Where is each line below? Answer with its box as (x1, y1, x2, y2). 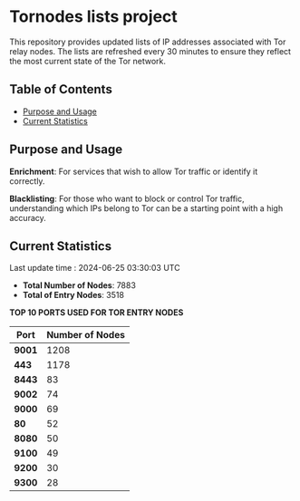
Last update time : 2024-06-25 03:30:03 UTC (9, 263, 180, 274)
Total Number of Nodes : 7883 (22, 280, 136, 291)
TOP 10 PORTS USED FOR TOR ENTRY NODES (9, 307, 184, 318)
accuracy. (9, 212, 47, 223)
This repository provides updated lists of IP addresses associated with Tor (9, 36, 286, 47)
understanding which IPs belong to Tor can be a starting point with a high (9, 202, 284, 214)
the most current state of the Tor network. (9, 55, 166, 66)
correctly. (9, 175, 45, 187)
